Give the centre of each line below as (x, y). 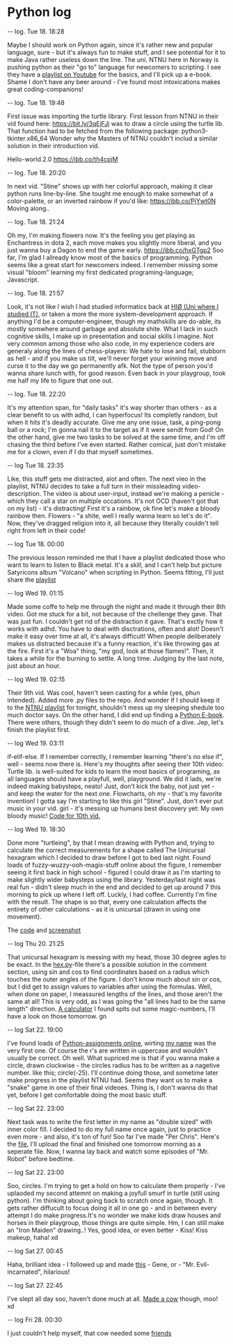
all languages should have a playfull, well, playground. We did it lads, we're (114, 778)
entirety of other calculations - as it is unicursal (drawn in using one (104, 909)
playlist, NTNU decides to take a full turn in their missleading (94, 486)
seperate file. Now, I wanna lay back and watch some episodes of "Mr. (108, 1151)
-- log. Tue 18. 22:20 (37, 394)
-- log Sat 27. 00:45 (35, 1251)
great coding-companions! (45, 89)
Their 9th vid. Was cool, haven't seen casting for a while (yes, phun (104, 692)
